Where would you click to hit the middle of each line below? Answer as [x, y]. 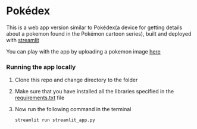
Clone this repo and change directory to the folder [76, 80]
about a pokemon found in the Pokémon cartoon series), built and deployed [99, 33]
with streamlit [23, 40]
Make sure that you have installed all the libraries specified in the [94, 92]
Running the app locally [41, 67]
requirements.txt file [40, 98]
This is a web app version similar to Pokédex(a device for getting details [94, 27]
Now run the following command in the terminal [73, 109]
